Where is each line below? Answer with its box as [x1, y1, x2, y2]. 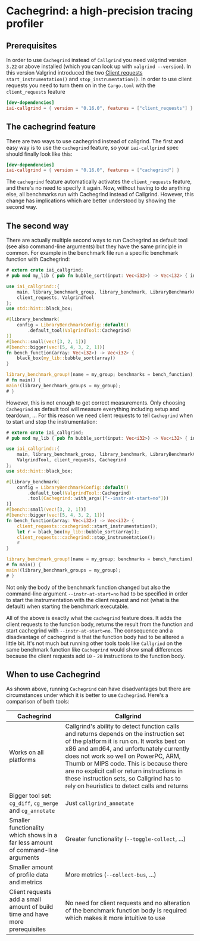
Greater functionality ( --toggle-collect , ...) [65, 835, 186, 843]
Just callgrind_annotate [65, 799, 134, 807]
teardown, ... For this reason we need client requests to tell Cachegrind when [6, 412, 193, 419]
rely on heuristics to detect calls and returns [65, 782, 189, 790]
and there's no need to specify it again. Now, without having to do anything [6, 184, 190, 192]
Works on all [9, 748, 44, 757]
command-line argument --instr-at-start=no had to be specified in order [6, 590, 189, 597]
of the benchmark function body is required [65, 906, 187, 915]
